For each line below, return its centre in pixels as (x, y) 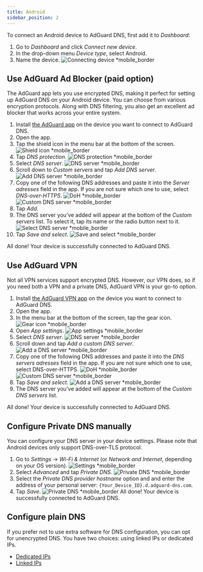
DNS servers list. (37, 396)
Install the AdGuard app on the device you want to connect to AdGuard (104, 125)
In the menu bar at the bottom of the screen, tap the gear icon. (94, 318)
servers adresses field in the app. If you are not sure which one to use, (104, 363)
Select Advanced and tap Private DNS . (64, 472)
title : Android (26, 12)
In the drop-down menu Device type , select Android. (81, 53)
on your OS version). (42, 466)
